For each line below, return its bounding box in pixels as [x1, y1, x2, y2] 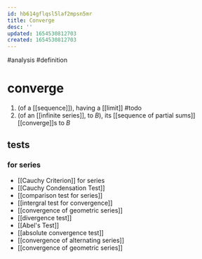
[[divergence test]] [17, 213, 72, 222]
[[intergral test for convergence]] [17, 198, 113, 207]
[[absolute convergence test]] [17, 228, 104, 236]
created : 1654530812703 [7, 37, 77, 44]
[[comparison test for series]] [17, 191, 103, 199]
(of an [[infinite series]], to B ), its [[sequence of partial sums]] [17, 111, 196, 120]
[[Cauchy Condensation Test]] [17, 184, 105, 192]
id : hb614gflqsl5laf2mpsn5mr [7, 10, 93, 18]
